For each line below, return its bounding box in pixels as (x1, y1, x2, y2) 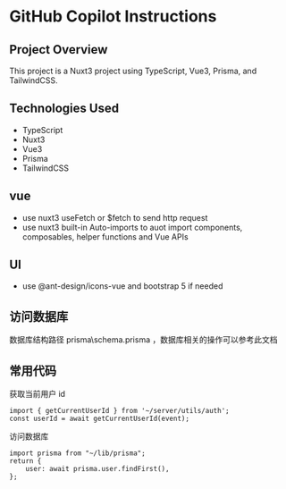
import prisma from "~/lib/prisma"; (9, 449, 146, 458)
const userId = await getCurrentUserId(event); (9, 414, 190, 424)
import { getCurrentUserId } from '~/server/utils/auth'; (9, 407, 230, 416)
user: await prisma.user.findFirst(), (25, 465, 170, 474)
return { (9, 457, 42, 466)
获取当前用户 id (9, 389, 65, 400)
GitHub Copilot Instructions (9, 6, 217, 27)
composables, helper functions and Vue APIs (21, 231, 189, 242)
